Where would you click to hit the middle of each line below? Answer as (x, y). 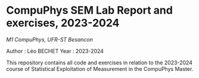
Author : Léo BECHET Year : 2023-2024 (55, 51)
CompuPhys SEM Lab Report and (89, 10)
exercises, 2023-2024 (63, 23)
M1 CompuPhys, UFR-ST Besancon (50, 39)
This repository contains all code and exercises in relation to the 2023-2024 (99, 63)
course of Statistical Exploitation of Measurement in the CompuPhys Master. (100, 68)
